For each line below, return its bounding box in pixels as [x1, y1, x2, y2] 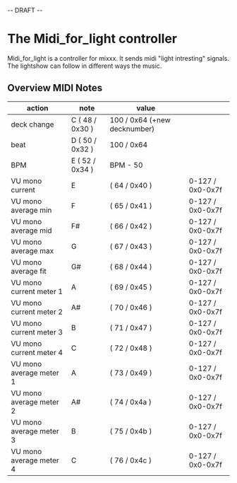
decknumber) [109, 124, 155, 134]
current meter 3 [11, 327, 63, 337]
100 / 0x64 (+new [109, 115, 171, 124]
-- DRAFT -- [7, 6, 43, 14]
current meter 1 [11, 286, 63, 296]
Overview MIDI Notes [7, 82, 103, 94]
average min [11, 205, 52, 215]
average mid [11, 226, 52, 235]
